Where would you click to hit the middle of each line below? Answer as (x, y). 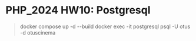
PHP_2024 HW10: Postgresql (78, 10)
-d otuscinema (38, 32)
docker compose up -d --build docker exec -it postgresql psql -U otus (105, 26)
